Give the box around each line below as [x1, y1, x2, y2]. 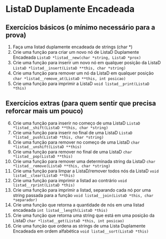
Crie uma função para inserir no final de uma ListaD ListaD [12, 129, 133, 135]
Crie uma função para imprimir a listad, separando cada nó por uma [12, 187, 151, 193]
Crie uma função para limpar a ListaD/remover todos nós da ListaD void [12, 168, 159, 174]
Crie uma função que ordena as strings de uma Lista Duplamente [12, 223, 146, 229]
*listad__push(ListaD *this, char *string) [12, 135, 104, 140]
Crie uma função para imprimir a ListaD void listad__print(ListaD [12, 80, 150, 86]
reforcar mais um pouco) [5, 107, 83, 116]
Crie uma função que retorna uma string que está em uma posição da [12, 212, 155, 218]
